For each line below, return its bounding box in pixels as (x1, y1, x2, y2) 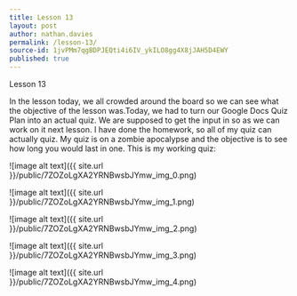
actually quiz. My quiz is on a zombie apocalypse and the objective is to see (9, 134, 288, 144)
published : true (9, 54, 69, 63)
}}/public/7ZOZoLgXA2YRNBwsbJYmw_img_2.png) (9, 223, 197, 234)
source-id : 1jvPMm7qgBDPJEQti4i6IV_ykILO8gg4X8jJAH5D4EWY (9, 46, 229, 55)
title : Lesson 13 (9, 12, 74, 22)
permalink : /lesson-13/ (9, 37, 98, 47)
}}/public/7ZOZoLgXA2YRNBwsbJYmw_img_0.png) (9, 170, 197, 180)
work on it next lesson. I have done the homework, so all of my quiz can (9, 124, 272, 134)
